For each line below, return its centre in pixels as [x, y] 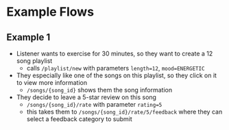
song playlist [34, 61]
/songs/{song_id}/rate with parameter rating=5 [94, 104]
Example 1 [28, 37]
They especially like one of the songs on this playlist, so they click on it [117, 75]
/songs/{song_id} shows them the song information [99, 90]
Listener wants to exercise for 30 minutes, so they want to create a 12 [114, 53]
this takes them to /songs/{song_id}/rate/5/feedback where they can [124, 112]
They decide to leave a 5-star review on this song [86, 97]
